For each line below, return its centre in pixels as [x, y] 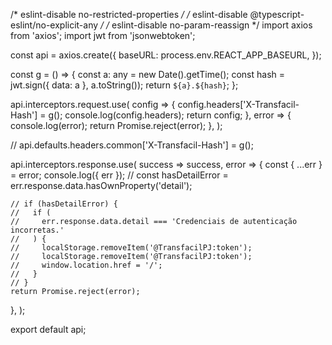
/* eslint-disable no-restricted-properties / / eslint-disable [129, 14]
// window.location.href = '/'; [86, 265]
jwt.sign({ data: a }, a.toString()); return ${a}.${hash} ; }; [124, 85]
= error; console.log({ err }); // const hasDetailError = [119, 175]
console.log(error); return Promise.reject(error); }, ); [116, 125]
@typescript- [277, 14]
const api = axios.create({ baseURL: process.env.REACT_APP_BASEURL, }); [166, 55]
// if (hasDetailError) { [64, 204]
